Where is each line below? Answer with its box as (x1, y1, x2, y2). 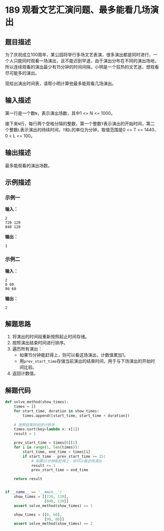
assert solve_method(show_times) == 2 (14, 521, 93, 526)
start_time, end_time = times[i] (22, 449, 91, 454)
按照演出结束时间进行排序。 (12, 340, 68, 346)
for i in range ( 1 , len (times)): (14, 445, 80, 450)
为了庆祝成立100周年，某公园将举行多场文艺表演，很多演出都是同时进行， (5, 52, 154, 57)
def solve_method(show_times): (5, 400, 69, 405)
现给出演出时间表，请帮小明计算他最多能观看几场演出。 (5, 80, 116, 86)
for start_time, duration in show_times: (14, 408, 99, 413)
